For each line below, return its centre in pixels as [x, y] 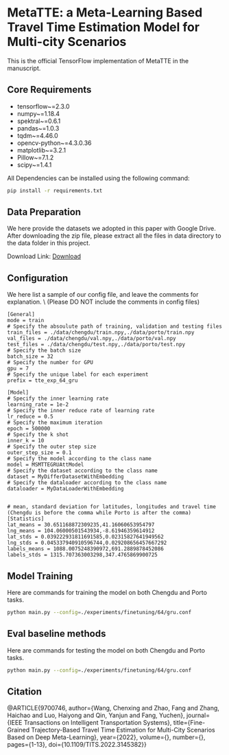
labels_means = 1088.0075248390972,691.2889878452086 [86, 549]
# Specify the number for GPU [50, 363]
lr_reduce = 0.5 [30, 417]
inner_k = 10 [26, 441]
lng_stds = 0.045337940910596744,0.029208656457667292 [87, 543]
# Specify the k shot [38, 435]
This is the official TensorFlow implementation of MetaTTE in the [98, 60]
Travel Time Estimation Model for [104, 27]
